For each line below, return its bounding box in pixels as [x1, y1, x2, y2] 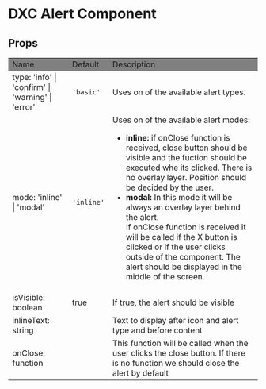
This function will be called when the [112, 338, 249, 349]
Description [112, 59, 156, 70]
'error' [12, 102, 36, 112]
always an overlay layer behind [125, 202, 241, 213]
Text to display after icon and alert [112, 315, 239, 325]
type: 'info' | [12, 72, 57, 83]
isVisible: [12, 292, 46, 302]
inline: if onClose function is [125, 133, 230, 143]
